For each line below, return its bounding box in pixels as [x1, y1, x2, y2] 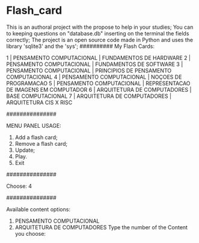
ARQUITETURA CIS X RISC [6, 98, 73, 106]
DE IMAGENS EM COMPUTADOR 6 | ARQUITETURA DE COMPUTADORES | [6, 86, 192, 93]
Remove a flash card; [14, 140, 68, 147]
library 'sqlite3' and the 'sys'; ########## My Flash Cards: [6, 43, 155, 50]
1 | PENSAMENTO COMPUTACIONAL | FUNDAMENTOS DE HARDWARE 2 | [6, 54, 191, 61]
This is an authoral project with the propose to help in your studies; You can [6, 23, 194, 31]
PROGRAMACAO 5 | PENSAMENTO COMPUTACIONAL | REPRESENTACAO [6, 79, 191, 87]
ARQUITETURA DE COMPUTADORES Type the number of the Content [14, 223, 188, 231]
